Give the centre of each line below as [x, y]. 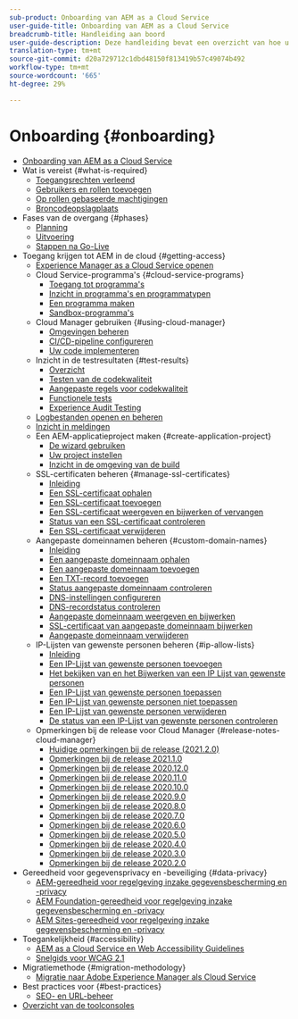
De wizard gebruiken [87, 445]
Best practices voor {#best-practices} [92, 986]
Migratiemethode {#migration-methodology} [104, 967]
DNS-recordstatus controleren [104, 606]
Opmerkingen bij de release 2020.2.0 [117, 863]
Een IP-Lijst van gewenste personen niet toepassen [143, 701]
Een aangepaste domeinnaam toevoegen [124, 569]
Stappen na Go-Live [72, 246]
